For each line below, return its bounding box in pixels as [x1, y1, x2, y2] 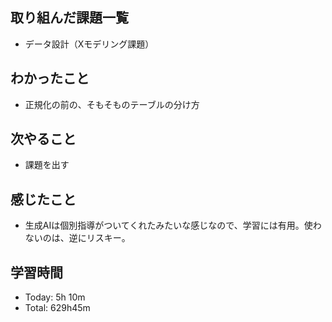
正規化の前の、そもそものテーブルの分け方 [24, 98, 200, 110]
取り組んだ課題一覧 [10, 9, 129, 27]
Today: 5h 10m [24, 291, 86, 303]
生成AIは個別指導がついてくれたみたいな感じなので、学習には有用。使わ [24, 219, 322, 232]
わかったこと [10, 70, 90, 87]
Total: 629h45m [24, 302, 91, 314]
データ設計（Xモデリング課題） [24, 38, 155, 50]
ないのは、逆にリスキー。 [24, 232, 131, 244]
